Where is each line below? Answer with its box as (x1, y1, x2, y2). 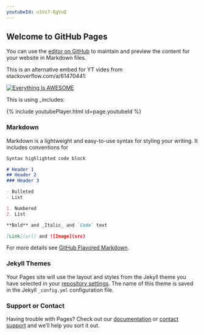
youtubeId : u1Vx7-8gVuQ (6, 9, 67, 15)
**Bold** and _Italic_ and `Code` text (6, 222, 108, 228)
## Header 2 (6, 172, 37, 178)
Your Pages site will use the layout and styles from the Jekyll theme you (6, 273, 187, 281)
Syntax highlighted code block (6, 155, 86, 162)
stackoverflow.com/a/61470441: (6, 73, 86, 80)
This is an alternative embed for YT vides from (6, 66, 123, 73)
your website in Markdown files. (6, 54, 86, 62)
